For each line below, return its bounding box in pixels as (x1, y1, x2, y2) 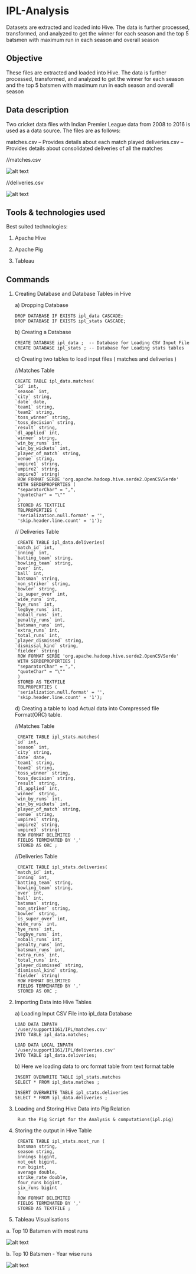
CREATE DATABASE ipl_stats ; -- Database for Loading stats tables (14, 345, 184, 351)
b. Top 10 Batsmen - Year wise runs (6, 1250, 93, 1257)
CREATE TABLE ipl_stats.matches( (17, 734, 100, 740)
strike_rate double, (17, 1175, 68, 1181)
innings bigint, (17, 1154, 58, 1160)
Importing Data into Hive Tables (14, 999, 92, 1006)
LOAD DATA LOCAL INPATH (14, 1042, 74, 1048)
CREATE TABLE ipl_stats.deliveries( (17, 864, 108, 870)
